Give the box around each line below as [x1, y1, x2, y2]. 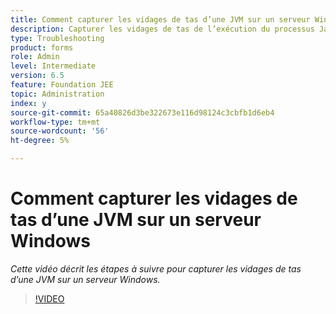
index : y [10, 98, 47, 108]
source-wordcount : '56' [10, 126, 110, 136]
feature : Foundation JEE [10, 80, 114, 90]
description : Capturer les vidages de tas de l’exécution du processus [10, 24, 315, 34]
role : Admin [10, 52, 60, 62]
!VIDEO [34, 292, 65, 305]
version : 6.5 [10, 71, 65, 81]
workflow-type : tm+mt [10, 117, 101, 127]
